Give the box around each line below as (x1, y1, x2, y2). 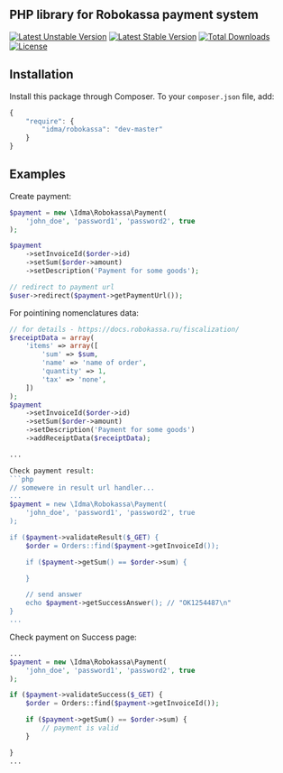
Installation (9, 67, 74, 82)
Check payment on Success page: (9, 631, 137, 642)
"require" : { (25, 116, 75, 125)
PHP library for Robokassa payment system (9, 7, 260, 23)
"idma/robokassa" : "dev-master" (41, 125, 164, 134)
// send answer (25, 590, 83, 599)
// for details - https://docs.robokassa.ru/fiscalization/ (9, 325, 241, 334)
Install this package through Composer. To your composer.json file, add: (9, 90, 275, 102)
